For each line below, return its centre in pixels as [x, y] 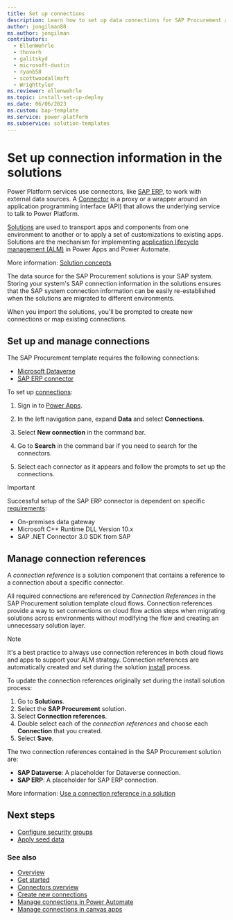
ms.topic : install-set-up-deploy [55, 98]
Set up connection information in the [115, 158]
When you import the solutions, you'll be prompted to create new [100, 312]
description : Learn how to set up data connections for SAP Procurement [114, 20]
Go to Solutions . [41, 701]
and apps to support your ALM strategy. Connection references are [103, 660]
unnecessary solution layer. [46, 626]
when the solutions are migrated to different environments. [91, 299]
